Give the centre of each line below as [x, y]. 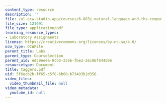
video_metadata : [22, 88]
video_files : [19, 79]
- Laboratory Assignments [32, 38]
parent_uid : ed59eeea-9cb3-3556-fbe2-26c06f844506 [59, 60]
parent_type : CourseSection [34, 56]
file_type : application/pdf [34, 28]
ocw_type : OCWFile [24, 47]
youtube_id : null [28, 93]
